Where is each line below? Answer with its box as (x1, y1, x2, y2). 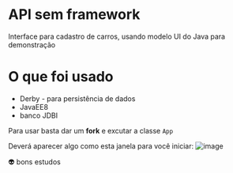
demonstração (8, 39, 56, 49)
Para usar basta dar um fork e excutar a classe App (8, 126, 174, 135)
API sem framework (8, 6, 141, 24)
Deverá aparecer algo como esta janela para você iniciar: (8, 141, 194, 151)
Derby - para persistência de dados (19, 93, 136, 103)
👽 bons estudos (8, 156, 61, 167)
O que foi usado (8, 68, 114, 86)
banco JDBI (19, 111, 58, 120)
